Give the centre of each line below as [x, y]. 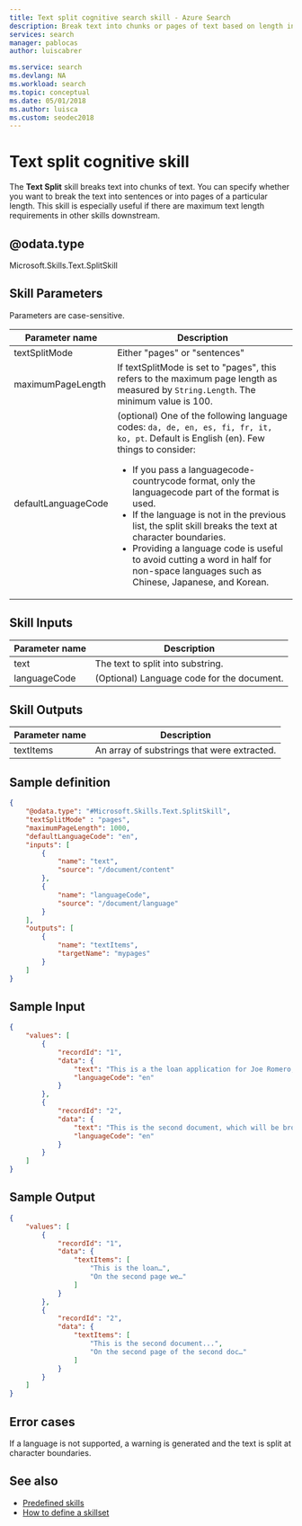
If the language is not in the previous [209, 514]
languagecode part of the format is [206, 492]
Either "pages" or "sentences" [181, 352]
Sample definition [60, 782]
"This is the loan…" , [130, 1269]
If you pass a [160, 469]
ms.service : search [46, 67]
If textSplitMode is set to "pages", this [196, 367]
